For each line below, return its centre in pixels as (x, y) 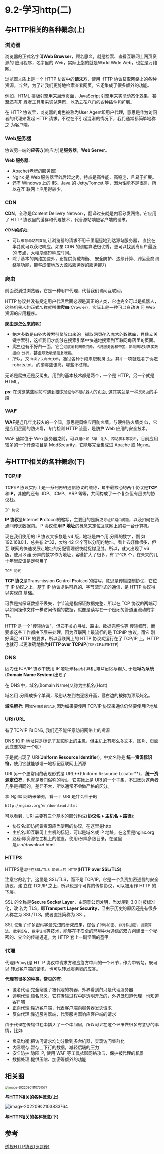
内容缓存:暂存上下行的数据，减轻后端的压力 (55, 1047)
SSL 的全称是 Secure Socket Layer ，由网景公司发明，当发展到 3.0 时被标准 (80, 902)
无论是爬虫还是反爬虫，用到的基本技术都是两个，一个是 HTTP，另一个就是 (80, 375)
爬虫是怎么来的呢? (23, 324)
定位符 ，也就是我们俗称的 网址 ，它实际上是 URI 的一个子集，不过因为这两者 (84, 780)
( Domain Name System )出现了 (36, 675)
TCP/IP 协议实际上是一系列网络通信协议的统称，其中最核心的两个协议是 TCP (81, 487)
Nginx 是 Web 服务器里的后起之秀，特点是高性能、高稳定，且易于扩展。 (84, 177)
